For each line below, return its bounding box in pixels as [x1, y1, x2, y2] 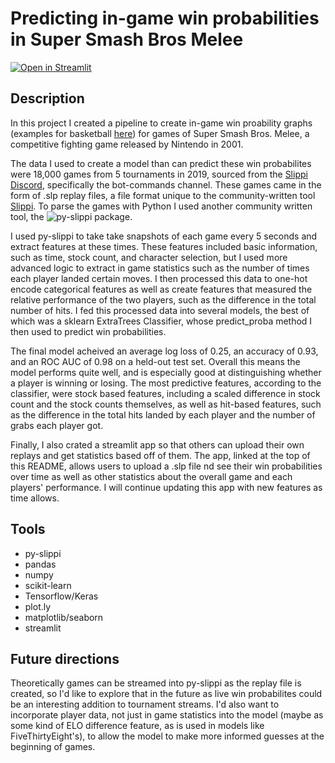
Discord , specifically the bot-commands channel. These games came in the [10, 178, 322, 191]
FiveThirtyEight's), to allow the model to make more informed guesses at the [10, 730, 325, 742]
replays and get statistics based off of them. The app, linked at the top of [10, 449, 311, 461]
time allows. [10, 492, 60, 504]
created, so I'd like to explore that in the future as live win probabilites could [10, 688, 323, 700]
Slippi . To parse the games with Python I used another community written [10, 200, 313, 212]
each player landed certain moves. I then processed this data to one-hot [10, 272, 308, 284]
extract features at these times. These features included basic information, [10, 240, 318, 252]
